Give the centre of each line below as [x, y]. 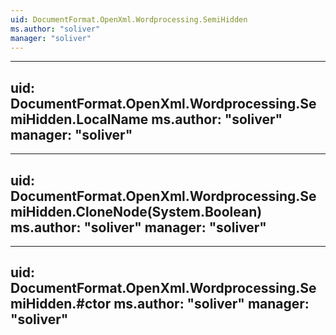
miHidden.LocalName [79, 119]
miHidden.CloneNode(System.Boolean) [136, 211]
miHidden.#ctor [61, 304]
